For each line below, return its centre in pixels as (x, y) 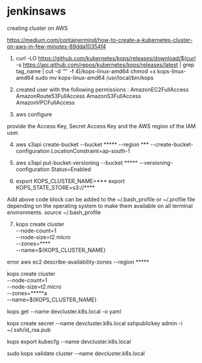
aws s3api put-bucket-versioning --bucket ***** (77, 162)
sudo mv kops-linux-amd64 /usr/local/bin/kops (94, 77)
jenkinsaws (37, 11)
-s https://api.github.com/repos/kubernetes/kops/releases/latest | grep (105, 65)
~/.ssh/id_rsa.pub (29, 329)
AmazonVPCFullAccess (45, 102)
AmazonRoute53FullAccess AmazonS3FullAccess (78, 96)
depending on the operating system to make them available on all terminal (100, 206)
